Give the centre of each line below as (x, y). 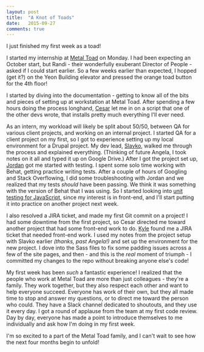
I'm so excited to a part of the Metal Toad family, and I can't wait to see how (101, 336)
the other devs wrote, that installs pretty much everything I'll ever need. (96, 115)
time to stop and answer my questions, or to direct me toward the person (97, 299)
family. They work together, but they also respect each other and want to (97, 285)
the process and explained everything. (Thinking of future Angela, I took (96, 152)
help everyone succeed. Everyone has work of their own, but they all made (100, 292)
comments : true (25, 29)
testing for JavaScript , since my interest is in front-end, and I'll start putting (100, 197)
